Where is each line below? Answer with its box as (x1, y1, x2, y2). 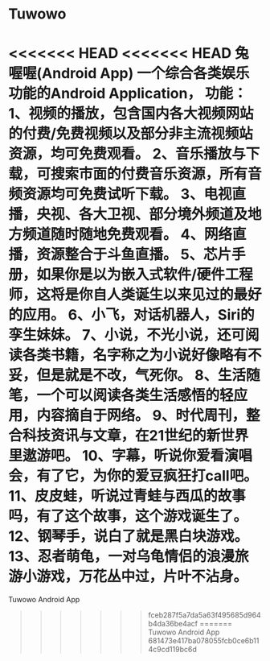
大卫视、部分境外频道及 (92, 205, 248, 224)
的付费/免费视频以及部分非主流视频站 (8, 125, 253, 143)
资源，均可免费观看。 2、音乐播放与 (8, 145, 247, 163)
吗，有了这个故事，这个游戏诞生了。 (8, 507, 248, 526)
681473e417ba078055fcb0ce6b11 (148, 636, 260, 646)
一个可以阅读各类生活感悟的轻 (36, 386, 235, 405)
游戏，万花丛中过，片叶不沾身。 (36, 568, 248, 586)
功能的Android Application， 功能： (8, 85, 247, 103)
